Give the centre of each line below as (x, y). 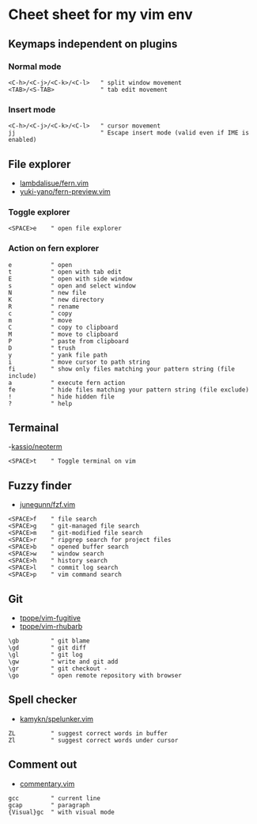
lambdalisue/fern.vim (54, 183)
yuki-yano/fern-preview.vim (65, 191)
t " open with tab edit (65, 272)
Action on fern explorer (54, 249)
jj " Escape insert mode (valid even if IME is (128, 133)
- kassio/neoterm (35, 447)
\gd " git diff (47, 648)
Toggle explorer (39, 212)
